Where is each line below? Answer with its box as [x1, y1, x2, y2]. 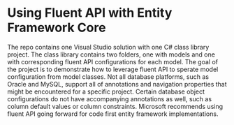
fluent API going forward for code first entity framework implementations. [7, 110, 219, 118]
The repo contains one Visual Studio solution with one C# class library [7, 43, 210, 51]
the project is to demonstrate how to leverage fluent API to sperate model [7, 65, 219, 73]
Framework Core [7, 20, 106, 36]
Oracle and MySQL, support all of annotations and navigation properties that [7, 80, 227, 88]
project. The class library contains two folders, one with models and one [7, 50, 215, 59]
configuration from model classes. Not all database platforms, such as [7, 72, 210, 81]
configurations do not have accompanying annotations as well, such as [7, 94, 212, 103]
